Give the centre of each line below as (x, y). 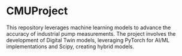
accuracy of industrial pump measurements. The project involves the (91, 33)
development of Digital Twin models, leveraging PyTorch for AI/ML (88, 40)
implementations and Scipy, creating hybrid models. (70, 46)
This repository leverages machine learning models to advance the (89, 27)
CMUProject (37, 11)
